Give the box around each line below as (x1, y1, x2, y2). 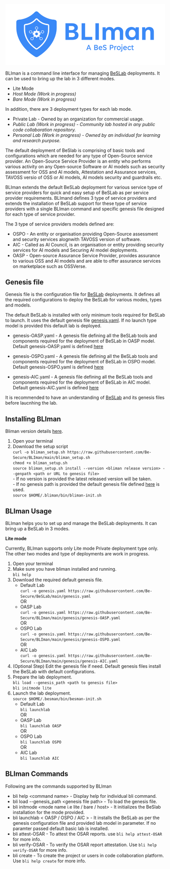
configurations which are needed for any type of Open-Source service (5, 152, 153, 159)
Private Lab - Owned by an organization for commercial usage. (12, 116, 144, 122)
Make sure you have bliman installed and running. (12, 566, 117, 572)
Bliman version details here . (5, 428, 63, 434)
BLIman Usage (5, 507, 52, 515)
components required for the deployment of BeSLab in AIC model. (12, 379, 151, 385)
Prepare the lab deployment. (12, 674, 73, 680)
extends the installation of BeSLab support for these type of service (5, 200, 147, 206)
